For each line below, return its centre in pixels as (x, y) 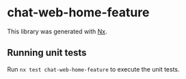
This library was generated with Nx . (57, 31)
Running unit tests (47, 53)
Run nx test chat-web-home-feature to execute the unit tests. (93, 69)
